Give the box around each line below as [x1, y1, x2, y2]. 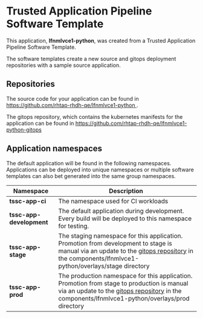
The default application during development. [58, 206, 184, 215]
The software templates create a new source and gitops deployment [6, 55, 176, 62]
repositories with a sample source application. [6, 62, 121, 69]
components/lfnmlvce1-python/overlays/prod [58, 294, 190, 302]
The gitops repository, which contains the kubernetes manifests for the [6, 113, 183, 120]
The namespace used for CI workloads [58, 197, 169, 205]
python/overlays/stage [58, 261, 123, 270]
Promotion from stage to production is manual [58, 279, 188, 287]
